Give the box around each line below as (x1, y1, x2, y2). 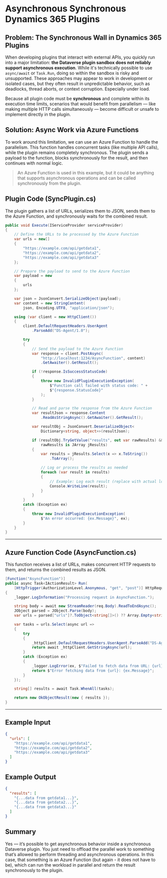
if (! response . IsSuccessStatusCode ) (31, 369, 108, 374)
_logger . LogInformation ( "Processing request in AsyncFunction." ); (14, 595, 155, 600)
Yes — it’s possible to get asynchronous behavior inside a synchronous (5, 841, 151, 847)
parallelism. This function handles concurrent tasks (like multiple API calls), (5, 144, 159, 150)
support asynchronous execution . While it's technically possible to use (5, 65, 153, 71)
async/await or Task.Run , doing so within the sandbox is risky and (5, 70, 139, 76)
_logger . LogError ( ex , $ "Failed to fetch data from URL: (31, 663, 150, 668)
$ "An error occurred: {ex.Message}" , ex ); (40, 516, 130, 521)
